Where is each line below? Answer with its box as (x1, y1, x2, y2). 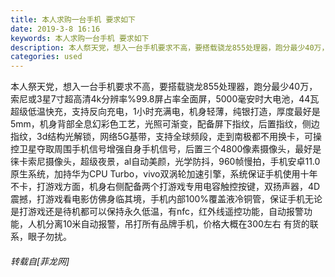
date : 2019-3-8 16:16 (10, 24, 101, 34)
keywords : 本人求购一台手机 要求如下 (10, 33, 150, 43)
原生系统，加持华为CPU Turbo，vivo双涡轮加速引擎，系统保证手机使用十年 (10, 168, 318, 180)
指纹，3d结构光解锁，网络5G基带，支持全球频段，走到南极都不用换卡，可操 (10, 131, 322, 143)
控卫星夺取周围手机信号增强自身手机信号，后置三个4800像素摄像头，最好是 (10, 143, 322, 155)
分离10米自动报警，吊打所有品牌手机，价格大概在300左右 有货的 (44, 218, 310, 230)
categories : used (10, 52, 83, 62)
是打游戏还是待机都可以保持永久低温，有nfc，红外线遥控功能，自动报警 (10, 206, 305, 218)
